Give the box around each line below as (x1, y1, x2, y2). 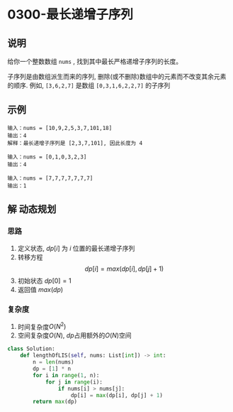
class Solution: (7, 345, 55, 352)
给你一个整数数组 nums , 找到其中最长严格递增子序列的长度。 (7, 58, 183, 65)
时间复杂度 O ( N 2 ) (17, 321, 67, 331)
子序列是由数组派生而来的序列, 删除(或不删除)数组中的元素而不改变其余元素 (7, 72, 227, 80)
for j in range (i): (45, 378, 103, 386)
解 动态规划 (7, 203, 57, 215)
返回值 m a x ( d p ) (17, 285, 64, 293)
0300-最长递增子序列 (7, 6, 133, 23)
